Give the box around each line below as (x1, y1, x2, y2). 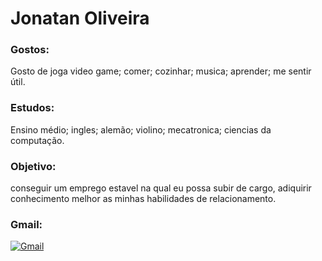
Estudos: (10, 101, 55, 115)
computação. (10, 134, 65, 146)
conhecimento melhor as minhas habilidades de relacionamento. (10, 193, 277, 205)
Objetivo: (10, 159, 57, 173)
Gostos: (10, 43, 50, 57)
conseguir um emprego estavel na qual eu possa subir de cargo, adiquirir (10, 182, 312, 194)
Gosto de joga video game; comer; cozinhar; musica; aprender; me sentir (10, 65, 312, 77)
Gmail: (10, 218, 43, 231)
